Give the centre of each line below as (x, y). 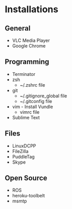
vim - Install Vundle (32, 107)
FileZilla (20, 151)
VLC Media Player (31, 40)
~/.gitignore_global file (43, 96)
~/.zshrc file (32, 85)
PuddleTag (23, 156)
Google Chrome (29, 46)
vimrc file (30, 112)
